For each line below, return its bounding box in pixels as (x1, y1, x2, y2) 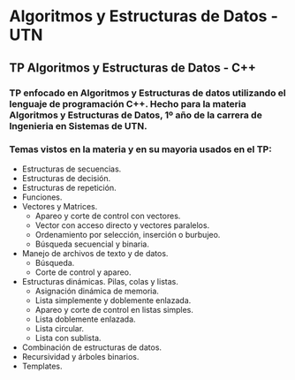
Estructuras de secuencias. (21, 163, 122, 174)
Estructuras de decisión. (21, 172, 111, 183)
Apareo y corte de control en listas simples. (34, 304, 194, 315)
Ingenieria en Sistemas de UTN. (9, 119, 147, 132)
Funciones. (21, 192, 63, 202)
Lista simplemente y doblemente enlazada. (34, 294, 192, 306)
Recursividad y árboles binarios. (21, 351, 140, 361)
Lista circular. (34, 323, 85, 333)
